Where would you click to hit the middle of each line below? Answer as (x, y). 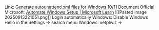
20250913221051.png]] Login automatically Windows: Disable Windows (76, 17)
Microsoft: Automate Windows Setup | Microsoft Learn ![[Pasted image (76, 12)
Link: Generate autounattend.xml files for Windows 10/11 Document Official (79, 7)
